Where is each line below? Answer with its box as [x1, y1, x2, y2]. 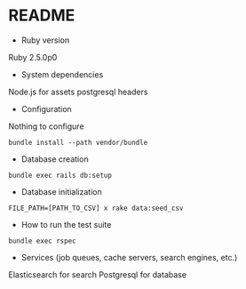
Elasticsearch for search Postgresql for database [8, 269, 187, 280]
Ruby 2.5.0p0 [8, 52, 58, 62]
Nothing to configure [8, 121, 85, 132]
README [8, 5, 75, 26]
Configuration [20, 103, 72, 114]
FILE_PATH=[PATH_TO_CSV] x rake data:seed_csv [8, 204, 184, 213]
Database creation [20, 153, 90, 165]
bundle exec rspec [8, 237, 76, 245]
